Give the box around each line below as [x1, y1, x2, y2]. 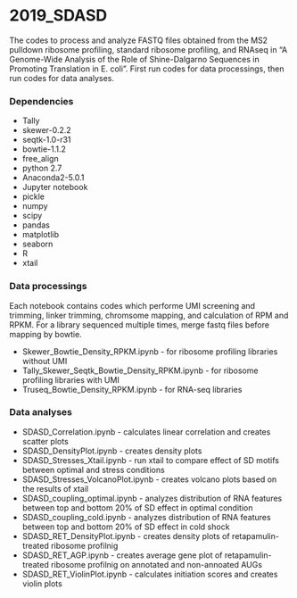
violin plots [21, 577, 62, 589]
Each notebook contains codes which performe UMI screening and [9, 300, 256, 311]
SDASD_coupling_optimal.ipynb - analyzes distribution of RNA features [21, 493, 283, 503]
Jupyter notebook [21, 182, 88, 193]
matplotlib [21, 229, 60, 240]
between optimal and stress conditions [21, 464, 165, 475]
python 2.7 [21, 162, 62, 174]
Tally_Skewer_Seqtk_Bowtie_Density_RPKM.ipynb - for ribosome [21, 365, 259, 376]
